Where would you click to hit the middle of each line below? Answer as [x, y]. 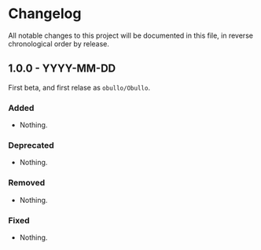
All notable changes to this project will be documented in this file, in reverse [131, 35]
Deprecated [31, 145]
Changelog [45, 14]
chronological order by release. [59, 43]
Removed [27, 183]
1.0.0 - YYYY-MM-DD [62, 69]
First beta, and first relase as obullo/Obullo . [79, 87]
